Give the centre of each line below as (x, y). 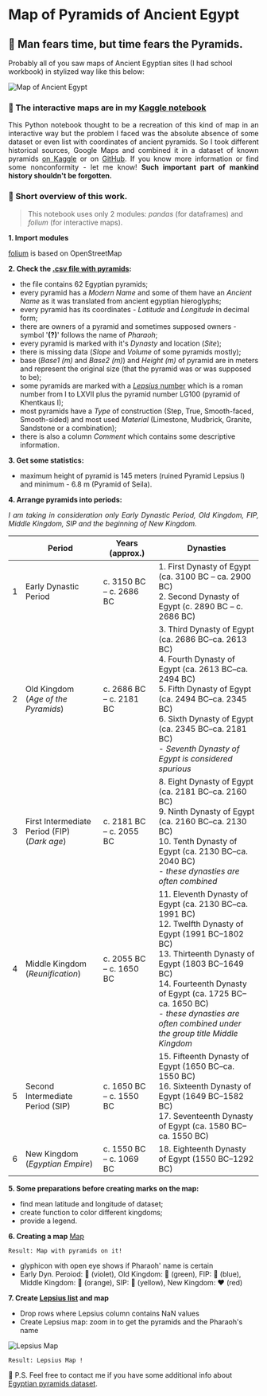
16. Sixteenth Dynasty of (205, 1086)
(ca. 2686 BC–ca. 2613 (203, 639)
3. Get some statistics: (46, 460)
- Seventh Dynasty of (199, 749)
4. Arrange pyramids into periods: (65, 499)
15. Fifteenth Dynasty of (204, 1056)
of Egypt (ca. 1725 (194, 993)
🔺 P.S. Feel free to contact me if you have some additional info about (120, 1374)
